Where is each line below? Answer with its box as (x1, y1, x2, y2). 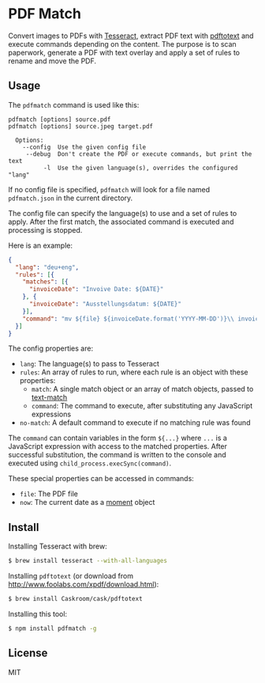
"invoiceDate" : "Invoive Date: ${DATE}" (28, 286, 164, 294)
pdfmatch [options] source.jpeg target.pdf (8, 122, 154, 131)
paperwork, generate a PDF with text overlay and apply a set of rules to (8, 47, 241, 57)
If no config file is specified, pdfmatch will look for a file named (8, 184, 211, 194)
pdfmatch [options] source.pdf (8, 116, 111, 123)
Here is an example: (8, 241, 73, 250)
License (8, 647, 48, 660)
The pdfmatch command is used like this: (8, 100, 140, 109)
